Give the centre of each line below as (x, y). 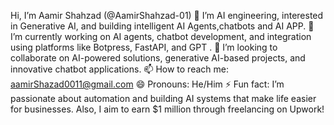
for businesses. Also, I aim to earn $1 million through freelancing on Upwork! (167, 109)
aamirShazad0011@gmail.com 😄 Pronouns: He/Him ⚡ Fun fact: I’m (147, 84)
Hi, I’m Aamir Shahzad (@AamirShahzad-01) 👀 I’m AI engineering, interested (167, 15)
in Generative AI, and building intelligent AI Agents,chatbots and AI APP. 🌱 (162, 26)
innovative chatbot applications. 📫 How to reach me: (119, 69)
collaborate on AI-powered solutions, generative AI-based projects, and (158, 58)
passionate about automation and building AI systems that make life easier (163, 98)
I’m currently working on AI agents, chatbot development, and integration (161, 36)
